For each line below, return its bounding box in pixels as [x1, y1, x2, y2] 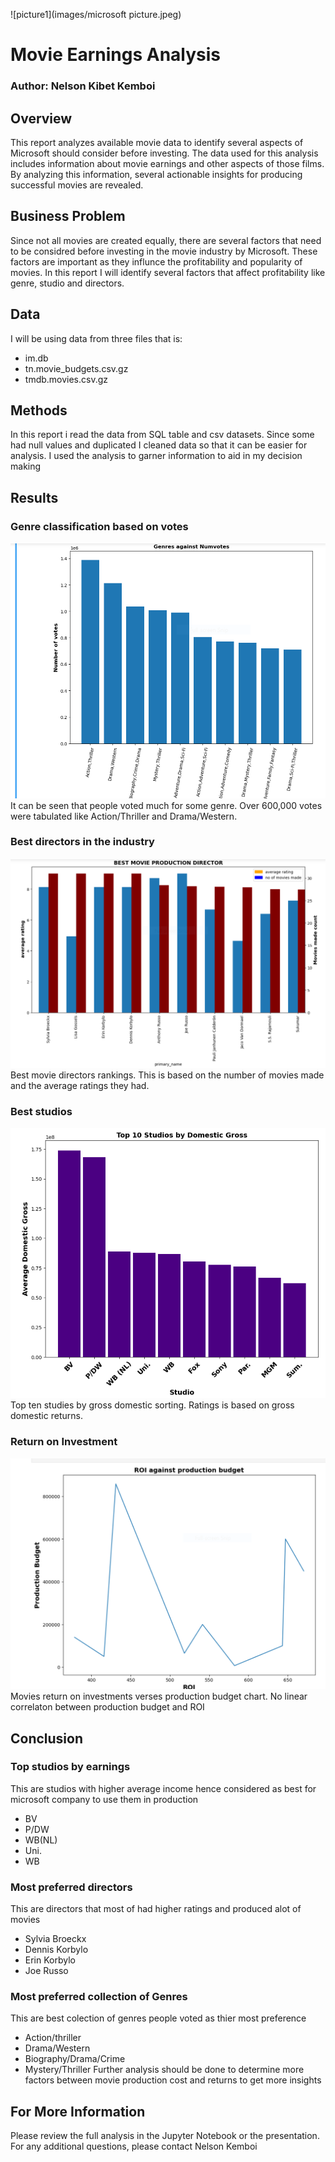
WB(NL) [24, 1834, 58, 1846]
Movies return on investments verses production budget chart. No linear [10, 1690, 308, 1703]
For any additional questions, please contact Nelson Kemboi [10, 2140, 258, 2153]
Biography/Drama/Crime [24, 2053, 126, 2065]
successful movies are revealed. [10, 179, 144, 191]
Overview [10, 110, 73, 127]
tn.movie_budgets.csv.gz [24, 362, 129, 374]
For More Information [10, 2103, 146, 2120]
